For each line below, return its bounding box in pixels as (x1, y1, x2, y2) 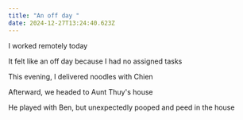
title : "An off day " (8, 11, 80, 20)
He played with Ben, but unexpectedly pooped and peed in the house (8, 103, 235, 112)
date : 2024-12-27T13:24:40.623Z (8, 19, 115, 27)
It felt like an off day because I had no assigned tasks (8, 56, 183, 66)
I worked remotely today (8, 41, 88, 50)
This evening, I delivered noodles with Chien (8, 72, 153, 81)
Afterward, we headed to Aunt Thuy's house (8, 87, 153, 96)
